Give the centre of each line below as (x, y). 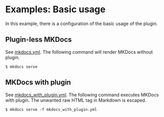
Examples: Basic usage (55, 9)
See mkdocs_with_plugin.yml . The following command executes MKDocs (82, 95)
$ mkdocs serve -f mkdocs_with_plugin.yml (51, 109)
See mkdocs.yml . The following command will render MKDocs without (79, 52)
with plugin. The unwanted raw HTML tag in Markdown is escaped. (76, 100)
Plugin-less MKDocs (39, 40)
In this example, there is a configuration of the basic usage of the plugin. (81, 24)
